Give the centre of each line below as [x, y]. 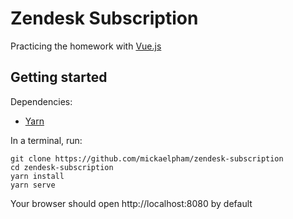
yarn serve [33, 185]
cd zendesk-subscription [62, 167]
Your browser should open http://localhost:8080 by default [131, 203]
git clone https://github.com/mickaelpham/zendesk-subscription [147, 158]
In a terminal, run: [46, 140]
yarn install [37, 176]
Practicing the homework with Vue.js [86, 46]
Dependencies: [41, 101]
